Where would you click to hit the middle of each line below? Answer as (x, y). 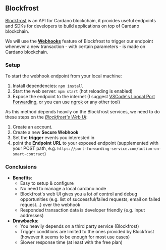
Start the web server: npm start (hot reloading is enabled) (72, 91)
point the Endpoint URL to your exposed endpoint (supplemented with (86, 143)
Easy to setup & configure (47, 183)
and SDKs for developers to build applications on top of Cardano (72, 26)
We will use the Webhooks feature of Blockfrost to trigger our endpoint (79, 41)
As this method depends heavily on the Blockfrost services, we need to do (82, 112)
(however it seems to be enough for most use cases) (75, 237)
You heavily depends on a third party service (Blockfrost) (79, 226)
